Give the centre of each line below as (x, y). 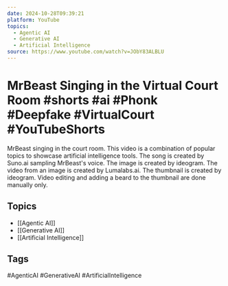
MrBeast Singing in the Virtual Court (113, 86)
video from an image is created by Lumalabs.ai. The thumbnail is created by (114, 170)
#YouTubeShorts (56, 129)
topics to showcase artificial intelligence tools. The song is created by (106, 156)
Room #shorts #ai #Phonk (82, 100)
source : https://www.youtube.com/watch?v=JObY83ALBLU (86, 52)
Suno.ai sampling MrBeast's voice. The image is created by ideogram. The (112, 163)
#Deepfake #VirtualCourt (81, 115)
